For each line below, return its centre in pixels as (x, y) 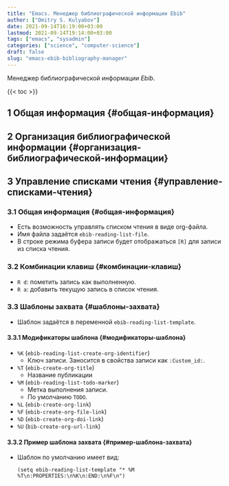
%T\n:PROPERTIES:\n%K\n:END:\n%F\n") (71, 476)
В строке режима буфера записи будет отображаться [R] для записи (119, 241)
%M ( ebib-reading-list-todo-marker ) (68, 383)
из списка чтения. (43, 249)
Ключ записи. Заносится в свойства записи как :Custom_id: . (116, 361)
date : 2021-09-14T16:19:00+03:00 (55, 26)
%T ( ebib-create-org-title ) (56, 368)
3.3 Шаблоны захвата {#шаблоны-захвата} (84, 307)
